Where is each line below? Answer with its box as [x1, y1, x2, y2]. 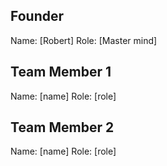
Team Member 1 [10, 64, 112, 81]
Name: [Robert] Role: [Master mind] [10, 34, 158, 46]
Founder [10, 8, 65, 25]
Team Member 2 [10, 119, 115, 136]
